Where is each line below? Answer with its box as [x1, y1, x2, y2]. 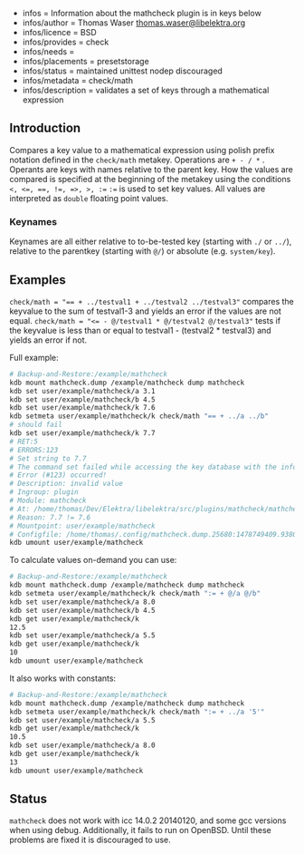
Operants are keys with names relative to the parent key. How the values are [9, 163, 294, 175]
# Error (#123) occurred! [9, 471, 107, 480]
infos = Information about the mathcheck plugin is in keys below [22, 8, 262, 18]
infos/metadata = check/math [22, 75, 134, 85]
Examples [9, 272, 66, 287]
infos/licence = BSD [22, 27, 97, 37]
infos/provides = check [22, 36, 109, 47]
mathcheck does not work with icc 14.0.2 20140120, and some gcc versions [9, 815, 287, 826]
